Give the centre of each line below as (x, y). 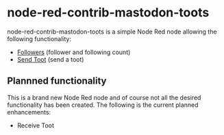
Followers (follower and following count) (74, 52)
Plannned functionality (57, 81)
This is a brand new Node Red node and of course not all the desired (104, 97)
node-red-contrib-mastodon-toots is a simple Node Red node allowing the (112, 32)
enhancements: (29, 112)
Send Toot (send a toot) (50, 59)
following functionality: (39, 38)
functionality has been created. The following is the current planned (103, 105)
